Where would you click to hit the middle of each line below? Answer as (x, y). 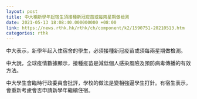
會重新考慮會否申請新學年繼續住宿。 (50, 90)
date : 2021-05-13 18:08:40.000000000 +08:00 (61, 22)
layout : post (22, 11)
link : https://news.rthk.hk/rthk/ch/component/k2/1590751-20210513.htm (95, 28)
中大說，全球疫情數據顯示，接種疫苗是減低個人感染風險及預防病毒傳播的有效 (98, 63)
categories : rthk (27, 33)
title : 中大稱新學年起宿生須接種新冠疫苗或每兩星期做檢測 (68, 17)
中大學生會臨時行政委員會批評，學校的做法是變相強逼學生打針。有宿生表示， (98, 83)
